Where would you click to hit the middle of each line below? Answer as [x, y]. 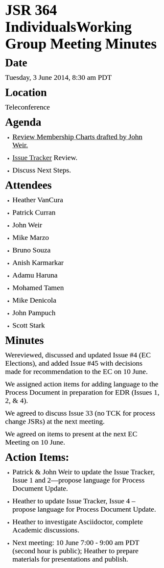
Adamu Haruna [35, 275]
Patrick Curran [34, 212]
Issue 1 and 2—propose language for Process [78, 480]
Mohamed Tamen [38, 288]
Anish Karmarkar [38, 263]
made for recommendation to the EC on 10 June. [76, 371]
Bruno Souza [31, 250]
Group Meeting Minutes [81, 44]
